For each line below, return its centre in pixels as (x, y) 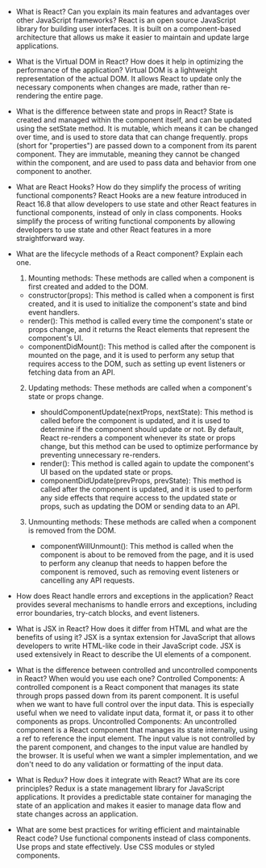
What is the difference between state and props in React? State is (125, 111)
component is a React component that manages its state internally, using (137, 730)
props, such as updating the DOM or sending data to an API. (140, 506)
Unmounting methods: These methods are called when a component (142, 522)
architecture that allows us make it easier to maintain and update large (133, 37)
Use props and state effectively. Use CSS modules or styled (115, 847)
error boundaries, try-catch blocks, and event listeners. (108, 613)
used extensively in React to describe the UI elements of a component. (133, 654)
